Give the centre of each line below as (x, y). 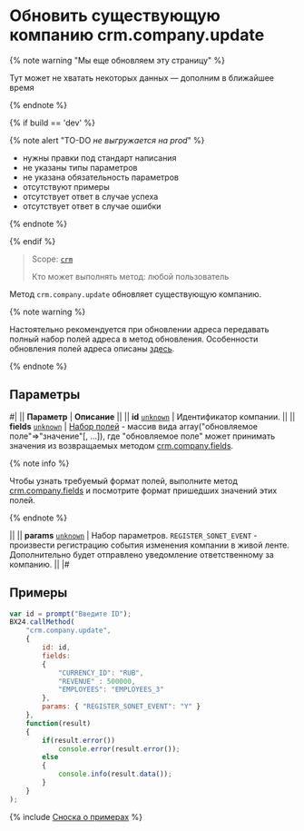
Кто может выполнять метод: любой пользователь (130, 276)
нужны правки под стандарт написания (99, 158)
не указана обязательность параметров (101, 177)
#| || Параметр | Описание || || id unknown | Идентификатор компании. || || (152, 416)
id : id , (56, 648)
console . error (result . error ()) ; (119, 749)
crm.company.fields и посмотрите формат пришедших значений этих (143, 490)
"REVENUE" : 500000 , (97, 681)
